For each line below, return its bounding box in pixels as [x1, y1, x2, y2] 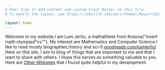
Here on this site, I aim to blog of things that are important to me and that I [5, 49, 155, 55]
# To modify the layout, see [5, 12, 65, 17]
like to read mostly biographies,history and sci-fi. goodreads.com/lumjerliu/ [5, 44, 156, 50]
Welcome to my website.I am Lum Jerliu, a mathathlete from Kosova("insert [5, 34, 158, 39]
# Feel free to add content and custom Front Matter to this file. [5, 7, 146, 12]
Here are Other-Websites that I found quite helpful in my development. [5, 59, 147, 66]
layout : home [5, 20, 32, 25]
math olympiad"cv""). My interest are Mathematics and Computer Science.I [5, 39, 158, 45]
